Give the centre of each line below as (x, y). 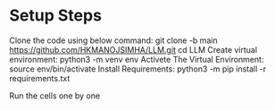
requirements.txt (40, 78)
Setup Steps (56, 16)
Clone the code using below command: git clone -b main (113, 40)
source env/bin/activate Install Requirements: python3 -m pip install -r (138, 69)
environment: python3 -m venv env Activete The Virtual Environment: (137, 59)
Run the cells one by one (55, 96)
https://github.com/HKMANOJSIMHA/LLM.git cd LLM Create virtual (133, 49)
